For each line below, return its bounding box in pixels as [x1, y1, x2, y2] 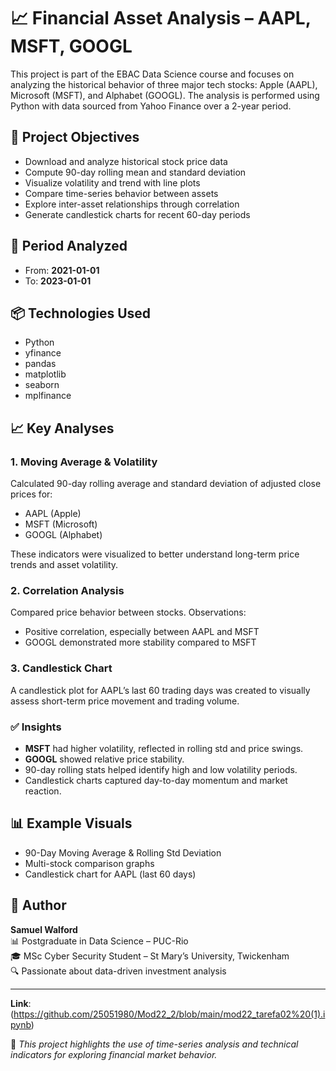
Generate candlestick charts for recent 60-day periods [24, 208, 251, 220]
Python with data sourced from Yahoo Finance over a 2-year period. [10, 100, 292, 112]
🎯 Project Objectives [10, 129, 140, 146]
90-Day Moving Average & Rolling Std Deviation [24, 846, 222, 859]
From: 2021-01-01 [24, 264, 100, 276]
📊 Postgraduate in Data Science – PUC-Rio [10, 935, 189, 947]
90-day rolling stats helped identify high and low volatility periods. [24, 763, 298, 775]
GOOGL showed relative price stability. [24, 753, 185, 765]
